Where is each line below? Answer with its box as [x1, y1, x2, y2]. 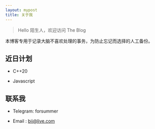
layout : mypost [5, 7, 38, 13]
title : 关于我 [5, 12, 33, 17]
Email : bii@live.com [12, 118, 55, 124]
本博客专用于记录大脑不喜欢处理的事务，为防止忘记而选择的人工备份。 [5, 38, 153, 44]
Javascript [12, 78, 35, 84]
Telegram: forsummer [12, 108, 59, 114]
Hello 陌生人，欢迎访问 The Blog [17, 27, 86, 33]
